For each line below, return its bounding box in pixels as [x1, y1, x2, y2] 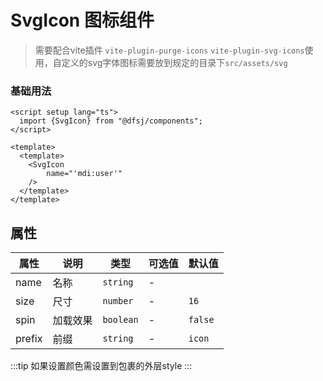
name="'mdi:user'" [46, 169, 123, 179]
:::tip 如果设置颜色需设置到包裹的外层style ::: [10, 360, 193, 372]
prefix [15, 332, 43, 346]
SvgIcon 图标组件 [10, 9, 155, 32]
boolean [102, 314, 139, 326]
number [102, 296, 134, 307]
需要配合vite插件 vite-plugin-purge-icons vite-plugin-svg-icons [34, 44, 305, 56]
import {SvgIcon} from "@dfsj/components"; [19, 116, 203, 126]
